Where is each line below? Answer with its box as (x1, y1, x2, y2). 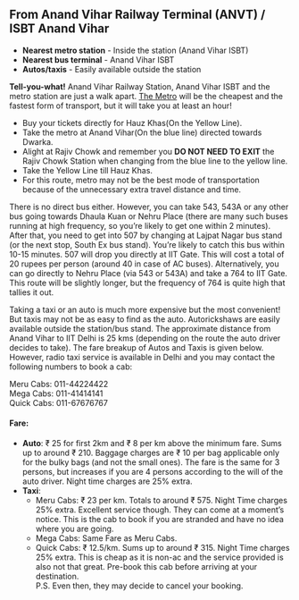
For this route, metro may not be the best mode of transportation (21, 174, 261, 185)
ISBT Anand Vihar (9, 21, 110, 37)
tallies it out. (9, 286, 54, 298)
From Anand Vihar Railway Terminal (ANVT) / (9, 7, 266, 22)
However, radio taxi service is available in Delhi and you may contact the (9, 351, 275, 362)
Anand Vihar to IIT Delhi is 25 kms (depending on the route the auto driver (9, 333, 281, 343)
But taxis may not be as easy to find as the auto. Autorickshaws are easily (9, 313, 281, 325)
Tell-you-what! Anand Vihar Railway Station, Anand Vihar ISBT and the (9, 80, 270, 92)
